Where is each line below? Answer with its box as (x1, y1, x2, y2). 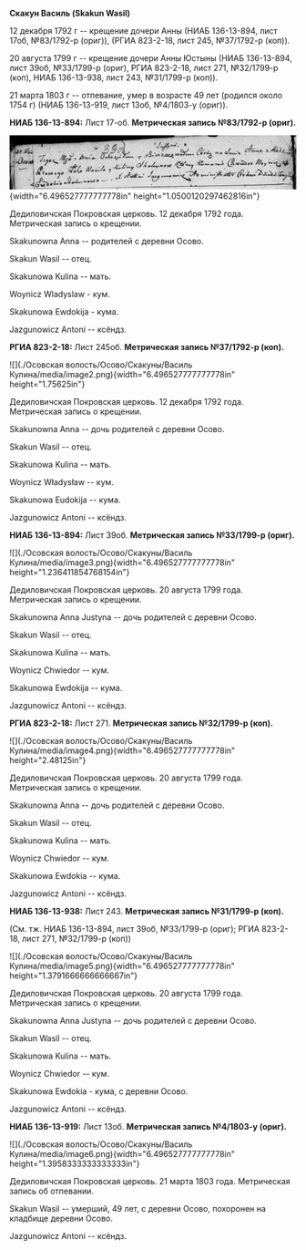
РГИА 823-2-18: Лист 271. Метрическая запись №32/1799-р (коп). (9, 718, 273, 728)
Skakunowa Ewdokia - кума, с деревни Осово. (9, 1086, 189, 1097)
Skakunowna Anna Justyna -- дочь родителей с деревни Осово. (9, 1016, 257, 1027)
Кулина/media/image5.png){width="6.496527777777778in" (9, 961, 235, 972)
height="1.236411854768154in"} (9, 567, 130, 578)
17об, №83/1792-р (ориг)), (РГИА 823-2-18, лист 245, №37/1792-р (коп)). (9, 36, 291, 46)
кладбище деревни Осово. (9, 1213, 114, 1224)
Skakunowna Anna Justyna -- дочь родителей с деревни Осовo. (9, 612, 257, 623)
